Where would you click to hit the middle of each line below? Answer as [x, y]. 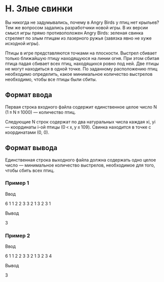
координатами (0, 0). [27, 132]
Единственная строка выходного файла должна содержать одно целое [81, 160]
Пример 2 [18, 235]
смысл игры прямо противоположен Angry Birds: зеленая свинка [74, 33]
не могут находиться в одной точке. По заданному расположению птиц [81, 69]
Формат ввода [29, 95]
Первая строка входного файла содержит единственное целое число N [81, 107]
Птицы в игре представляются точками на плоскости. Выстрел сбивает [81, 53]
